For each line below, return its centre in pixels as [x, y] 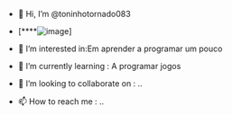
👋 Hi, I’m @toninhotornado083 [74, 14]
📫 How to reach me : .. [61, 102]
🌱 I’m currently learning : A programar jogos [99, 66]
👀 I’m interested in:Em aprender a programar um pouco [120, 49]
